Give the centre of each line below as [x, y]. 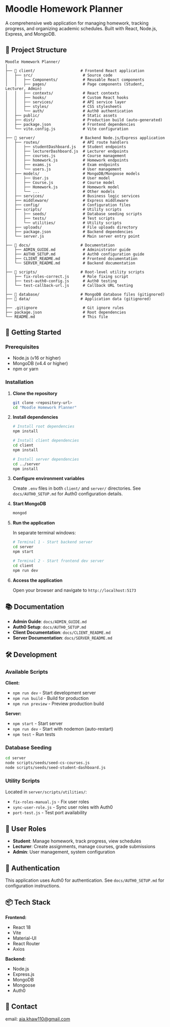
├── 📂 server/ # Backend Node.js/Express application [85, 138]
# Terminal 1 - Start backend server [53, 542]
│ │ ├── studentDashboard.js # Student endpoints [66, 147]
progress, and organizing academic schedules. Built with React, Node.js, [81, 28]
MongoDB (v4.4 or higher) [40, 363]
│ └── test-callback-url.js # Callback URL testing [69, 285]
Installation [20, 382]
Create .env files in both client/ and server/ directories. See [77, 488]
